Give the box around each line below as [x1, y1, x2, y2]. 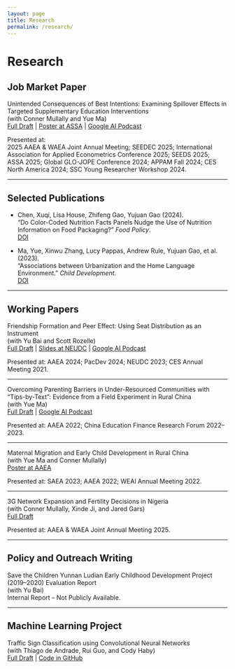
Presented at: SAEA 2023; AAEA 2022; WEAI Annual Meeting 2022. [7, 477, 202, 485]
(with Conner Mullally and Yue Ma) [7, 115, 107, 123]
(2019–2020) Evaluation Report [7, 578, 97, 586]
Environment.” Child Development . [17, 269, 117, 277]
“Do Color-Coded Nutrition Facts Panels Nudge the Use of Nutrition [17, 218, 212, 227]
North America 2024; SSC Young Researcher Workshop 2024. [7, 165, 187, 174]
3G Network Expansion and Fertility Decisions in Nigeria [7, 498, 169, 505]
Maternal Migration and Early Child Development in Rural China [7, 449, 189, 457]
